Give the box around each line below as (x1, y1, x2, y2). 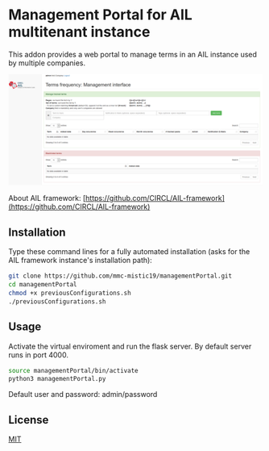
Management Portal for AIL (8, 6, 193, 24)
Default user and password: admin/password (8, 390, 158, 399)
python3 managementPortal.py (8, 375, 106, 383)
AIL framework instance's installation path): (8, 256, 153, 265)
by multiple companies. (8, 58, 86, 68)
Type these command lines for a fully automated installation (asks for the (8, 247, 250, 257)
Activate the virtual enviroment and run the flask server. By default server (8, 341, 252, 351)
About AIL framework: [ (8, 194, 86, 203)
